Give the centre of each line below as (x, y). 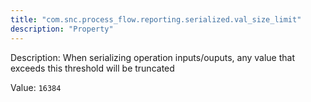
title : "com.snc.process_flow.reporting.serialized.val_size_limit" (156, 19)
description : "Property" (62, 29)
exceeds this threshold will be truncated (92, 68)
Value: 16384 (36, 87)
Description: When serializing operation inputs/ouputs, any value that (152, 57)
